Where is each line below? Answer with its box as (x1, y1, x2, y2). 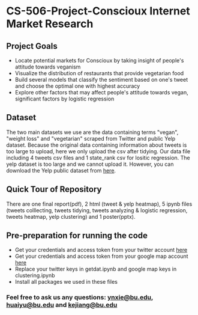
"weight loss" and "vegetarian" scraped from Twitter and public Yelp (6, 135, 176, 142)
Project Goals (6, 41, 58, 51)
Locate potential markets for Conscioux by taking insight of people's (14, 57, 184, 64)
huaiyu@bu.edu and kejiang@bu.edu (6, 301, 118, 309)
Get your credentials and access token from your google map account (14, 252, 188, 260)
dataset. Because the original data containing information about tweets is (6, 141, 187, 148)
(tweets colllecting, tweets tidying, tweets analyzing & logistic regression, (6, 206, 188, 214)
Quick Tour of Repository (6, 185, 102, 195)
